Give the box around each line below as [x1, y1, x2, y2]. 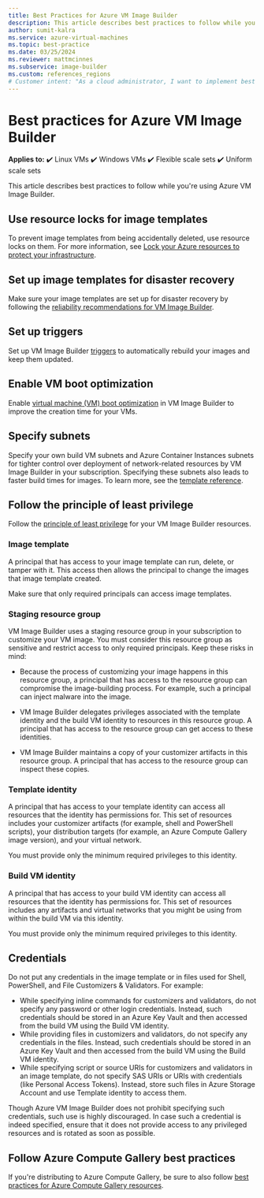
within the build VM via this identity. [8, 913, 124, 923]
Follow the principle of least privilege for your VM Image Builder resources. [8, 519, 252, 529]
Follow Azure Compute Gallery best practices [8, 1151, 236, 1165]
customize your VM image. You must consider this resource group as [8, 634, 232, 644]
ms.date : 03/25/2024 [8, 48, 76, 56]
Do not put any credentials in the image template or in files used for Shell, [8, 973, 247, 982]
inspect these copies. [19, 764, 90, 773]
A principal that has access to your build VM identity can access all [8, 888, 226, 898]
